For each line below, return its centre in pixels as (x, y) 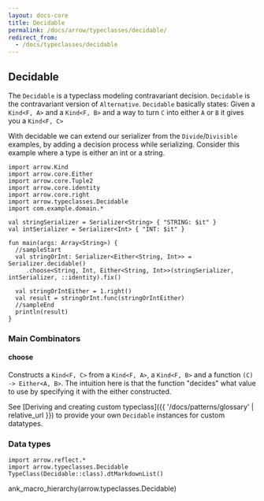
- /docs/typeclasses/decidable (67, 45)
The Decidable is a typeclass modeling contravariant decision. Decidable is (129, 95)
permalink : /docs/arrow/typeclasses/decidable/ (88, 30)
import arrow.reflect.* (47, 460)
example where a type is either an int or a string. (87, 152)
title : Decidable (37, 23)
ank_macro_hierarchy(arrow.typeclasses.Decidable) (93, 488)
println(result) (42, 312)
